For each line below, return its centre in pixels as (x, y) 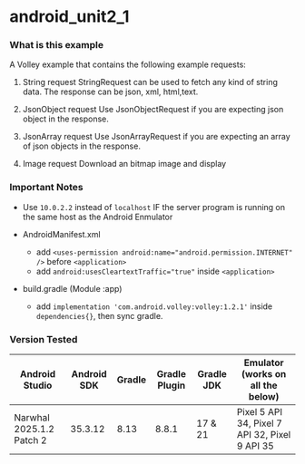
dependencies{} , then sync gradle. (99, 315)
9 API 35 (255, 446)
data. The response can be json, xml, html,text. (110, 92)
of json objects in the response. (81, 146)
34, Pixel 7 (260, 423)
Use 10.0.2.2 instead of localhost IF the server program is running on (154, 207)
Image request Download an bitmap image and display (124, 164)
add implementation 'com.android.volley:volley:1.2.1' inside (154, 306)
